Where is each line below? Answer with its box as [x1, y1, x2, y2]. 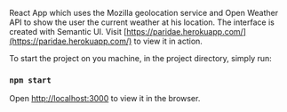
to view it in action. [133, 36, 203, 46]
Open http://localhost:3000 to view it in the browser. [9, 93, 201, 104]
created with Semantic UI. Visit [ [9, 27, 127, 36]
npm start [9, 75, 52, 85]
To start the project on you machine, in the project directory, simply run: [9, 53, 273, 63]
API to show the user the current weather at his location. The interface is [9, 17, 275, 28]
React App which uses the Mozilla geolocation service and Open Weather [9, 8, 278, 18]
